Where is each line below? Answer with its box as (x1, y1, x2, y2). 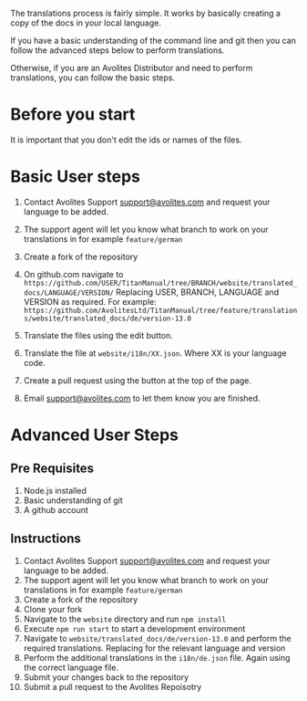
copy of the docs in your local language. (10, 17, 162, 28)
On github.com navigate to (23, 268, 124, 279)
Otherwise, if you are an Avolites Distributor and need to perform (10, 63, 253, 73)
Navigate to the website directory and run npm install (23, 613, 227, 624)
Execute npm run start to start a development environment (23, 623, 246, 633)
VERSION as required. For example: (23, 296, 158, 307)
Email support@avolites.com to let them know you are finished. (23, 392, 261, 403)
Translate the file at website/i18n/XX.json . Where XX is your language (23, 347, 287, 359)
